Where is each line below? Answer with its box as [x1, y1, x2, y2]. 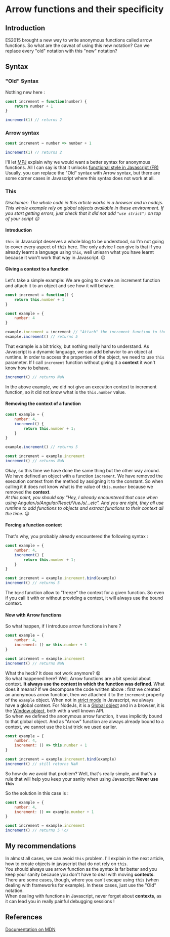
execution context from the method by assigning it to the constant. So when [5, 478, 163, 484]
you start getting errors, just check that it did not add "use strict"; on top [5, 210, 161, 216]
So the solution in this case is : [5, 790, 69, 796]
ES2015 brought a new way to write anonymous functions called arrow [5, 37, 153, 43]
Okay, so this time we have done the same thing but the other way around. [5, 467, 160, 473]
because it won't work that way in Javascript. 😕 [5, 254, 106, 260]
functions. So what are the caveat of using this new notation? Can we [5, 42, 150, 49]
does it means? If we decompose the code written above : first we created [5, 686, 160, 692]
